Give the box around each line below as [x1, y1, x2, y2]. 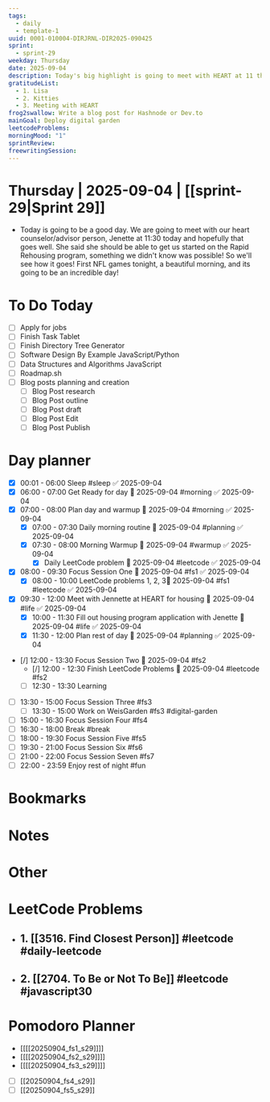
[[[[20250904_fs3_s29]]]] [19, 1060, 106, 1070]
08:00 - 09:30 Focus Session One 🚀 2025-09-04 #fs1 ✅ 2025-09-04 [19, 567, 250, 577]
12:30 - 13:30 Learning [31, 681, 107, 690]
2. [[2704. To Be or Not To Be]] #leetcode [19, 971, 229, 985]
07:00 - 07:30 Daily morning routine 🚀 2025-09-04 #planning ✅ [31, 523, 243, 532]
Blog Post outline [31, 396, 88, 405]
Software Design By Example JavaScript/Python [19, 350, 179, 359]
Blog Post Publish [31, 422, 91, 432]
